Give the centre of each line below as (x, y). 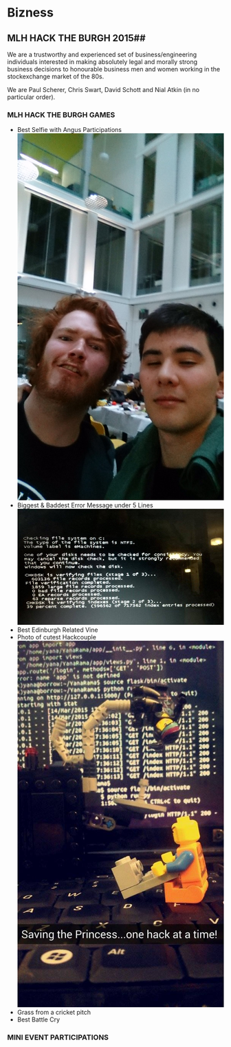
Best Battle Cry (38, 1020)
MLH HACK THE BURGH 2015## (76, 38)
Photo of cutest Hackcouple (56, 637)
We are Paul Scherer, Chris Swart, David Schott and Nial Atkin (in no (103, 90)
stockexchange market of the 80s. (56, 76)
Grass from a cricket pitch (54, 1013)
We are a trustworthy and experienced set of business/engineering (102, 54)
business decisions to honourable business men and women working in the (114, 69)
